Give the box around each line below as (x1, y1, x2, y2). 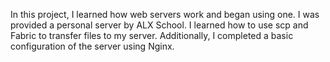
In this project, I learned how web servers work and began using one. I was (10, 9, 320, 20)
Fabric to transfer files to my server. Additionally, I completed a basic (10, 30, 294, 41)
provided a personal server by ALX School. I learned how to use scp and (10, 19, 309, 31)
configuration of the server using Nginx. (10, 40, 175, 52)
